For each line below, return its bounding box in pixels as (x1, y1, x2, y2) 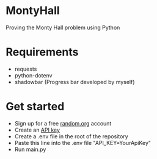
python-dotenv (14, 71, 53, 79)
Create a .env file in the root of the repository (14, 132, 129, 140)
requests (14, 65, 37, 72)
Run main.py (14, 146, 46, 153)
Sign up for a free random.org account (14, 119, 112, 127)
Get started (5, 100, 65, 113)
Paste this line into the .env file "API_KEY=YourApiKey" (14, 139, 151, 146)
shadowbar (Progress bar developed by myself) (14, 78, 135, 85)
